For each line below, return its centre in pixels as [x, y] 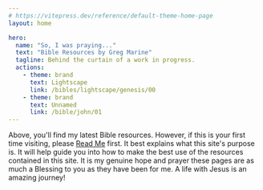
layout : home [30, 23]
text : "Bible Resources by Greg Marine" [84, 53]
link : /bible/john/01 [66, 112]
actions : [30, 68]
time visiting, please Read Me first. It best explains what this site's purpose [131, 144]
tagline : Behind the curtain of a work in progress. [105, 60]
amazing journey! [37, 178]
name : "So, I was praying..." [66, 45]
